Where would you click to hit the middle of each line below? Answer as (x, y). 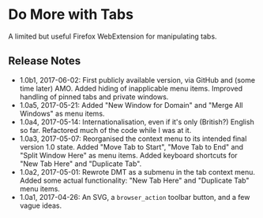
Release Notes (45, 61)
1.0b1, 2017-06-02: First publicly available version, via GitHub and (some (137, 79)
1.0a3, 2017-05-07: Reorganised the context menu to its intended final (133, 139)
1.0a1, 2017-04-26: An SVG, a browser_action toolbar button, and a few (135, 197)
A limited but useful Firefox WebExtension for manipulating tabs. (113, 36)
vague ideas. (40, 205)
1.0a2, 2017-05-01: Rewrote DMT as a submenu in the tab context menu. (137, 172)
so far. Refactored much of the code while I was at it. (105, 130)
